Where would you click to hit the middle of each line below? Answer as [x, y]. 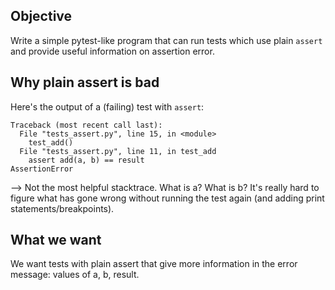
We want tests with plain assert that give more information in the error [154, 264]
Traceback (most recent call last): [86, 125]
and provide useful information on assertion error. [112, 51]
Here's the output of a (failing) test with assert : [107, 106]
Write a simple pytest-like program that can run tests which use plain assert [166, 40]
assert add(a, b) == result [86, 160]
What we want [56, 240]
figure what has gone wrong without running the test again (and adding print [167, 198]
